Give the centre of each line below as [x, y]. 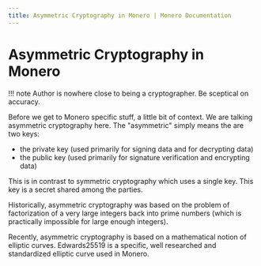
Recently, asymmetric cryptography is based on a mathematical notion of [127, 237]
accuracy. [25, 101]
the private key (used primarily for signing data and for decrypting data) [136, 149]
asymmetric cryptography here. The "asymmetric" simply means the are [126, 125]
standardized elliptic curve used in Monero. [79, 253]
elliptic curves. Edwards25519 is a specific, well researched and [112, 245]
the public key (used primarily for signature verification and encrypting [135, 157]
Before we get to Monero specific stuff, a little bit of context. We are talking [130, 117]
